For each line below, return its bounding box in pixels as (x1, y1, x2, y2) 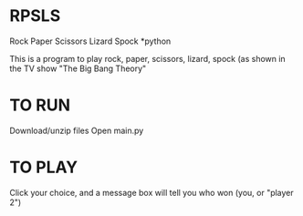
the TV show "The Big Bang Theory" (9, 63, 147, 74)
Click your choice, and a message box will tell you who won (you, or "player (9, 187, 294, 198)
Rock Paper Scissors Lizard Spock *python (9, 36, 172, 46)
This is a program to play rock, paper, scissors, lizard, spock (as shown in (9, 53, 286, 64)
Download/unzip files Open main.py (9, 125, 144, 136)
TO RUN (9, 95, 71, 116)
